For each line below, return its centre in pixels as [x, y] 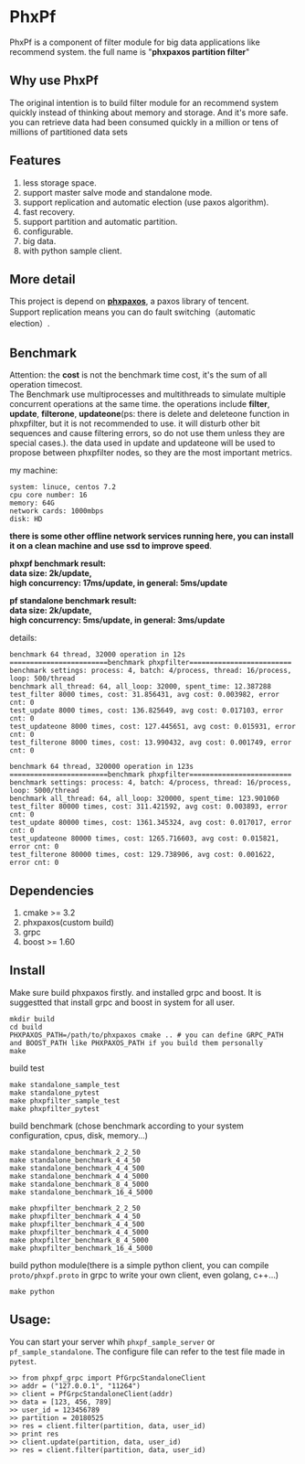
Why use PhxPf [54, 81]
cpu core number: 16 [49, 496]
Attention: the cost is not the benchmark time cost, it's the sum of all [138, 375]
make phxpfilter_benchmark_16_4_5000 [81, 1248]
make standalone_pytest [55, 1093]
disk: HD [26, 519]
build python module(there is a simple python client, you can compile [139, 1265]
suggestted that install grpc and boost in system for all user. [122, 1002]
